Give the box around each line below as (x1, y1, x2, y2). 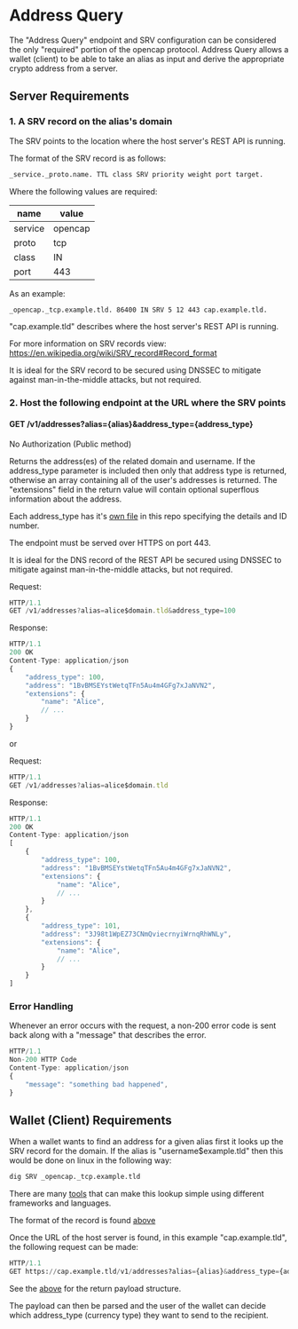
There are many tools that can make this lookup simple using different (9, 1189, 264, 1199)
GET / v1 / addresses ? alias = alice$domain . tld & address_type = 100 (9, 606, 237, 615)
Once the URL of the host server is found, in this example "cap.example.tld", (9, 1232, 287, 1243)
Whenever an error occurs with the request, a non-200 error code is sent (9, 1020, 277, 1031)
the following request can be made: (9, 1242, 139, 1253)
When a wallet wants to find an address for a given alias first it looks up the (9, 1136, 284, 1147)
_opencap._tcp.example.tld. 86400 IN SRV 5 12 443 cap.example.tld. (9, 305, 268, 314)
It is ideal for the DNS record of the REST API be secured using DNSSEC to (9, 554, 282, 565)
